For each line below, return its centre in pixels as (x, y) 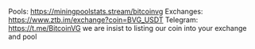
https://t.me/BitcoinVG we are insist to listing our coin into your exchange (127, 28)
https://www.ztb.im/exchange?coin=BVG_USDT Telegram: (103, 20)
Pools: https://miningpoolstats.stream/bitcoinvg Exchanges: (106, 11)
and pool (23, 36)
